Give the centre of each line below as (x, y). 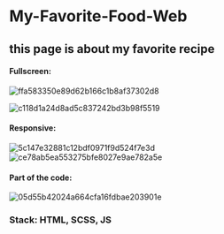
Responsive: (33, 128)
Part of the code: (41, 177)
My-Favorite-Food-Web (98, 16)
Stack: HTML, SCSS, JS (61, 220)
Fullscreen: (30, 72)
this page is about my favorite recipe (112, 49)
